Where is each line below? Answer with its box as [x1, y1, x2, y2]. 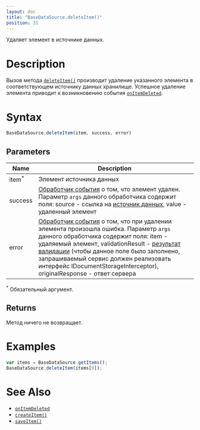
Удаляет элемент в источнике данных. [6, 36, 105, 44]
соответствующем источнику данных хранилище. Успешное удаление [6, 83, 186, 90]
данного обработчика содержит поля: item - [38, 232, 168, 240]
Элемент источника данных [38, 175, 119, 183]
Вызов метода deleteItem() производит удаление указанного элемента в [6, 77, 193, 84]
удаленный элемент [38, 208, 97, 216]
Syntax [6, 110, 42, 124]
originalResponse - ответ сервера [38, 270, 136, 278]
